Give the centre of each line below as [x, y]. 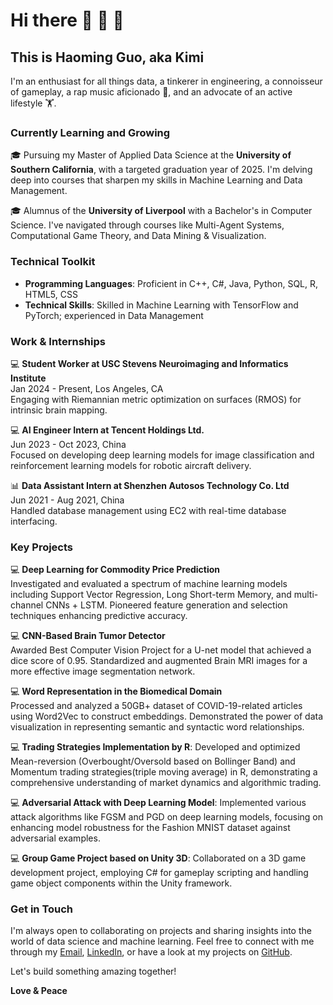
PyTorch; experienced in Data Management [114, 315]
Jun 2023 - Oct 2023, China [68, 444]
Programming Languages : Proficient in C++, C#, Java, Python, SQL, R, [171, 283]
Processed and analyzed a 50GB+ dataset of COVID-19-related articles [156, 706]
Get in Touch [42, 909]
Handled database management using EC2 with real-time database [148, 510]
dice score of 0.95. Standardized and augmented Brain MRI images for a [159, 661]
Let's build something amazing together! [93, 971]
